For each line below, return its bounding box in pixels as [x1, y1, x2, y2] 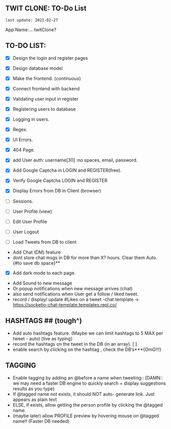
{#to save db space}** [12, 260, 60, 266]
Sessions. [12, 198, 34, 204]
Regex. [12, 127, 28, 133]
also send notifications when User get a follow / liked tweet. [12, 291, 139, 297]
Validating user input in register [12, 95, 79, 102]
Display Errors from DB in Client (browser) [12, 188, 101, 194]
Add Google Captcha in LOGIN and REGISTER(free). [12, 167, 121, 173]
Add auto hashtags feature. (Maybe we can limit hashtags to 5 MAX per [12, 330, 163, 336]
